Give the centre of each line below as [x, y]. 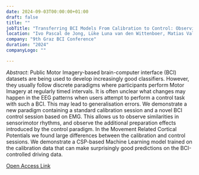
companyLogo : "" [26, 50]
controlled [19, 154]
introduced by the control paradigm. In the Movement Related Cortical [92, 129]
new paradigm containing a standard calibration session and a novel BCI [94, 110]
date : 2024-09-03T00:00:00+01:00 [47, 12]
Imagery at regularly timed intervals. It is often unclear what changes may [96, 91]
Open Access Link [28, 166]
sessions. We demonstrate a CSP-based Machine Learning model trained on [99, 141]
